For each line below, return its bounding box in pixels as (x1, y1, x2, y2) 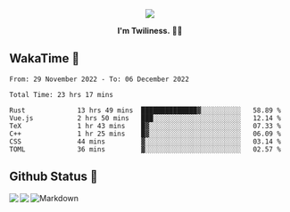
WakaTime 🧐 (9, 51, 80, 66)
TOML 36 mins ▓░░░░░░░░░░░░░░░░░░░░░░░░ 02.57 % (9, 144, 281, 154)
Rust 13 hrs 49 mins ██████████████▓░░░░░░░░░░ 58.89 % (9, 106, 281, 115)
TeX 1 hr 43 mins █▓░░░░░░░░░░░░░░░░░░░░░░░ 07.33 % (9, 121, 281, 130)
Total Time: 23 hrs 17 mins (9, 90, 114, 99)
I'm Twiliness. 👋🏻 (117, 26, 183, 36)
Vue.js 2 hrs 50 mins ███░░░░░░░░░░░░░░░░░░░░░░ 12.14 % (9, 113, 281, 123)
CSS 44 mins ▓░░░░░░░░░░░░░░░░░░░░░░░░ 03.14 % (9, 137, 281, 146)
